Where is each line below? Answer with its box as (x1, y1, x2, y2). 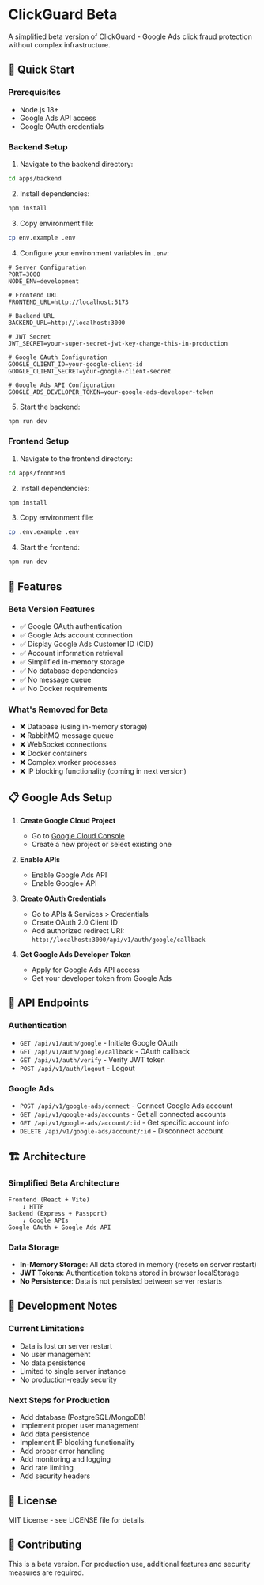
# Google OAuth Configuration (8, 354, 108, 361)
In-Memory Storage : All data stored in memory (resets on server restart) (19, 1259, 257, 1269)
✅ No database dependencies (19, 666, 119, 675)
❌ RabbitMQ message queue (19, 731, 114, 740)
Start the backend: (19, 402, 81, 411)
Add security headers (19, 1471, 91, 1481)
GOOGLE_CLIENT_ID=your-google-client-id (8, 360, 144, 369)
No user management (19, 1349, 91, 1359)
